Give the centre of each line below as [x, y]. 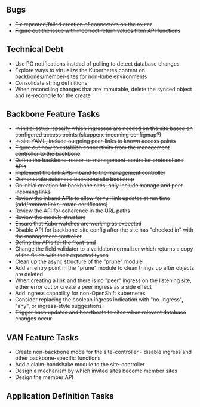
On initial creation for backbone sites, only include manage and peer [99, 186]
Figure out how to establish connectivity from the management [92, 147]
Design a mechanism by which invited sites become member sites [96, 371]
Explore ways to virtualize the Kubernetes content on [80, 70]
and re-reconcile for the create [53, 95]
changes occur [33, 319]
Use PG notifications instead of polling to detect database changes [97, 64]
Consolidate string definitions [51, 82]
